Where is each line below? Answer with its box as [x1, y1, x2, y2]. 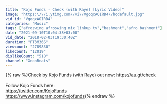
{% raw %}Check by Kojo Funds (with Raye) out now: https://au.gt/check [5, 72, 156, 78]
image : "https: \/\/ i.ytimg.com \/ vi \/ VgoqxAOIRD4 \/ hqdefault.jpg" [5, 12, 144, 17]
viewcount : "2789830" [5, 44, 51, 49]
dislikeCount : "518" [5, 53, 49, 59]
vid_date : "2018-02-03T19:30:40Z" [5, 35, 78, 40]
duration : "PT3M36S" [5, 40, 49, 45]
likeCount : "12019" [5, 49, 46, 54]
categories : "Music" [5, 21, 49, 26]
